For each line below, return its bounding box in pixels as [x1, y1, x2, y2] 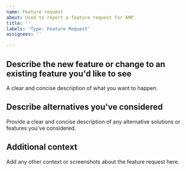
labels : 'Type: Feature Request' [6, 25, 91, 32]
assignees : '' [6, 31, 42, 37]
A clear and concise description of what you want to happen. [6, 84, 158, 91]
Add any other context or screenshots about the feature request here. [6, 158, 180, 165]
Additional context [6, 142, 77, 152]
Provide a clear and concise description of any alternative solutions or [6, 118, 181, 125]
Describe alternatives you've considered [6, 102, 163, 112]
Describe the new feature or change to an [6, 59, 165, 69]
